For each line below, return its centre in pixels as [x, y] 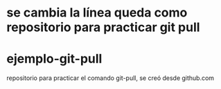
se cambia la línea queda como [97, 13]
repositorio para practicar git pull [103, 27]
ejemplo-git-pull [54, 59]
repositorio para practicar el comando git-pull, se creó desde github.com [110, 78]
